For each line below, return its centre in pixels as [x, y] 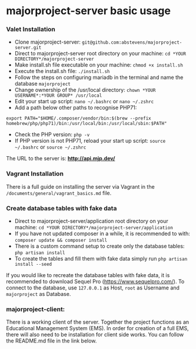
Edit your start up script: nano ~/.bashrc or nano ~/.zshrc [84, 101]
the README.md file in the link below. [52, 341]
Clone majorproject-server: [47, 42]
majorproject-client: [36, 309]
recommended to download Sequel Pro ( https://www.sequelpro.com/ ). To [95, 282]
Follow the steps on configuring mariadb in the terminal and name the [99, 77]
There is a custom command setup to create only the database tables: [99, 246]
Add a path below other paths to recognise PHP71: [76, 108]
